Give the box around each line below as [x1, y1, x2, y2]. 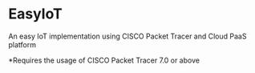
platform [8, 39, 36, 49]
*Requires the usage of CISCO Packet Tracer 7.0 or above [8, 55, 200, 65]
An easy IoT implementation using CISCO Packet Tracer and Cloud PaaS [8, 31, 247, 41]
